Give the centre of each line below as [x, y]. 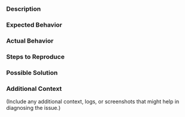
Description [24, 9]
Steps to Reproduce [36, 56]
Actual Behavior [30, 40]
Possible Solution [32, 72]
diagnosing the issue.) [33, 107]
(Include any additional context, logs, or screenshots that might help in [93, 101]
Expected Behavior [34, 24]
